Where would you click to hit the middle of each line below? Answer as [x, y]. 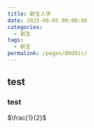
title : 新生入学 [29, 14]
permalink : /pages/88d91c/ [47, 54]
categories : [25, 27]
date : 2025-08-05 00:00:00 [47, 21]
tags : [15, 40]
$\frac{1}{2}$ [27, 117]
